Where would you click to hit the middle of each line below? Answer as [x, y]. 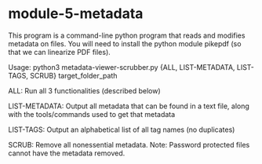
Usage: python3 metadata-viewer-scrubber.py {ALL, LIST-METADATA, [122, 67]
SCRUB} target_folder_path [74, 75]
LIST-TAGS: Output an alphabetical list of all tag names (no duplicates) [122, 129]
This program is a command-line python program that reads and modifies [127, 35]
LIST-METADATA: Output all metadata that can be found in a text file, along [129, 106]
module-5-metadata [76, 14]
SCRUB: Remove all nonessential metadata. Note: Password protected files [129, 144]
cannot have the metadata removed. [67, 153]
